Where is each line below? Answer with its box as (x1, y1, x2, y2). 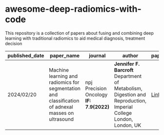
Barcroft (114, 66, 134, 73)
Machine (48, 66, 69, 73)
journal (88, 52, 106, 59)
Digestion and (114, 91, 146, 98)
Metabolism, (114, 85, 143, 92)
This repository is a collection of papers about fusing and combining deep (5, 30, 154, 36)
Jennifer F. (114, 60, 140, 67)
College (114, 109, 132, 116)
